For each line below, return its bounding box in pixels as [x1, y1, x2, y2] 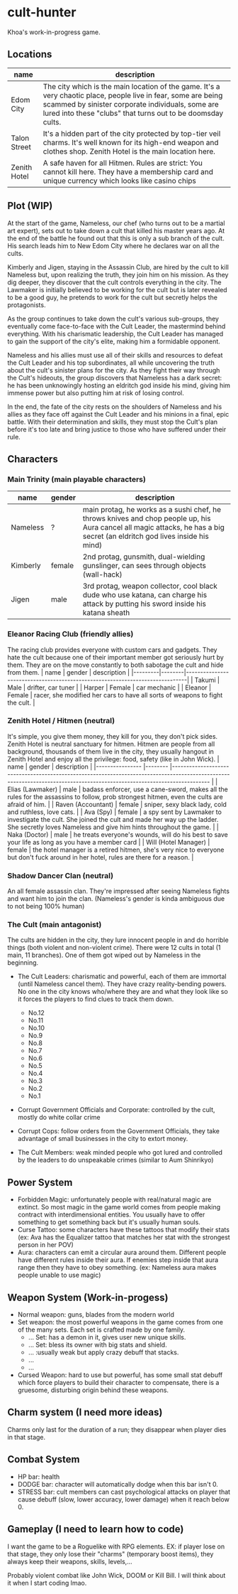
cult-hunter [7, 4, 76, 21]
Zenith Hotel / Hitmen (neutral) [7, 716, 115, 726]
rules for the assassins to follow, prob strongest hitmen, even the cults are [7, 792, 223, 801]
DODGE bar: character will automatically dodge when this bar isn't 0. [17, 1480, 218, 1488]
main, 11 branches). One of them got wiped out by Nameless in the [7, 951, 201, 960]
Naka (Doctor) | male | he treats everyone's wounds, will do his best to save [7, 830, 229, 839]
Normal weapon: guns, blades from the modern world [17, 1310, 175, 1319]
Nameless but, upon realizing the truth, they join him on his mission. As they [7, 270, 229, 279]
